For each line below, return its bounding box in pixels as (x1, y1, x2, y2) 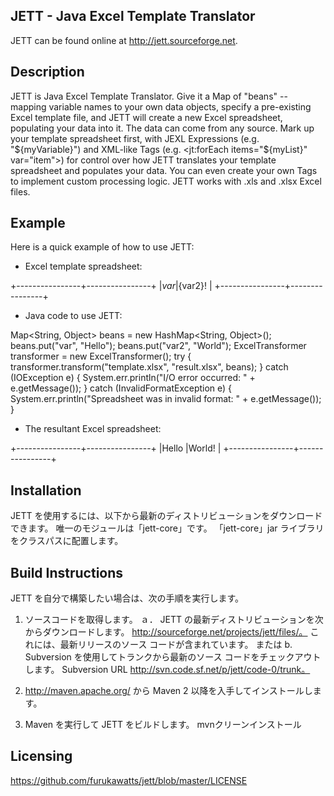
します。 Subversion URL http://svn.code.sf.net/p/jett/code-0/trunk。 (24, 664, 311, 676)
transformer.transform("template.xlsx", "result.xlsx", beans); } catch (10, 361, 289, 373)
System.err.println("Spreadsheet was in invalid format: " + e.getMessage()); (10, 393, 322, 405)
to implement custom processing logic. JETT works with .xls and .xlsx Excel (10, 175, 322, 187)
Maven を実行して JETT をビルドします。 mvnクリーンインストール (24, 719, 302, 731)
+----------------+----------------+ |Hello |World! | (10, 442, 222, 454)
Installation (10, 482, 82, 499)
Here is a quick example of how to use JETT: (10, 241, 195, 253)
